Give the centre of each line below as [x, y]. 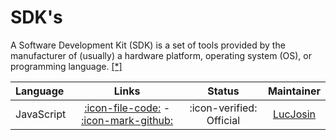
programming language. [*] [66, 66]
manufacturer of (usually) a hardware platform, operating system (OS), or [161, 55]
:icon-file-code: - [127, 108]
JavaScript [41, 114]
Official [223, 120]
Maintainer [294, 91]
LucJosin [294, 114]
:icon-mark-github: [127, 120]
